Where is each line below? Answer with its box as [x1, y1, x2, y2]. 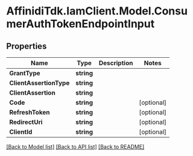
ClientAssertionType [9, 79, 70, 87]
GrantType [9, 69, 40, 77]
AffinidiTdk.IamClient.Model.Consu [6, 4, 188, 18]
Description [98, 59, 133, 67]
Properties [6, 41, 47, 51]
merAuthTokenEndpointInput [6, 17, 155, 31]
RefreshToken [9, 108, 50, 116]
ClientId [9, 128, 33, 136]
